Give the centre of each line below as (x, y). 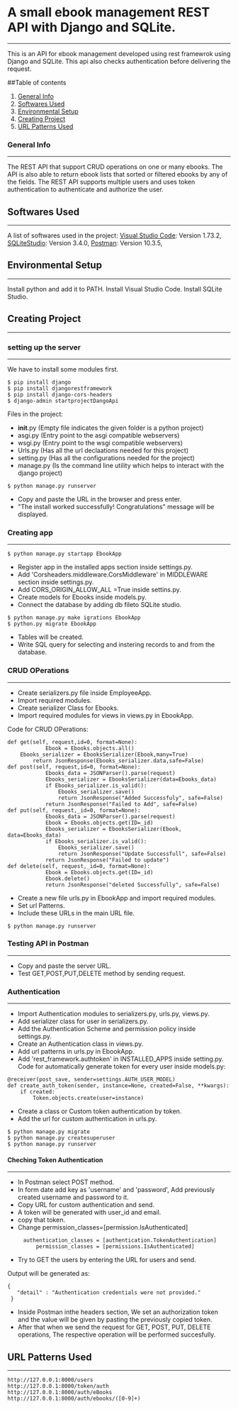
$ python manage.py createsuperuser (61, 1138)
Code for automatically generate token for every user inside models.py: (121, 1067)
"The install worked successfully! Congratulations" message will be (116, 506)
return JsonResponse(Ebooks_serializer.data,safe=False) (118, 761)
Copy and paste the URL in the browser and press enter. (100, 499)
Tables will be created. (50, 637)
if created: (38, 1092)
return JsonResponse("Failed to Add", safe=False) (121, 804)
